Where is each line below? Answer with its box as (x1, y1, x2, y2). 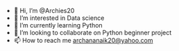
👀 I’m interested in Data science (13, 14, 105, 22)
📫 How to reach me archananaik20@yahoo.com (13, 37, 153, 44)
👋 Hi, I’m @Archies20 (13, 7, 75, 14)
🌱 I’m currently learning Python (13, 21, 103, 29)
